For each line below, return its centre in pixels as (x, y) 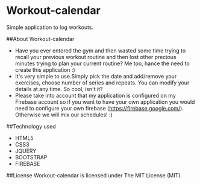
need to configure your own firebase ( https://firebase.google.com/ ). (99, 108)
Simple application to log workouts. (50, 27)
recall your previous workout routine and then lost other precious (95, 57)
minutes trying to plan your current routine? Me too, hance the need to (102, 63)
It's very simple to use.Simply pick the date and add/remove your (96, 76)
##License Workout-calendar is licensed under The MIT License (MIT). (94, 175)
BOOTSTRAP (31, 157)
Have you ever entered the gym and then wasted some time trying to (100, 50)
